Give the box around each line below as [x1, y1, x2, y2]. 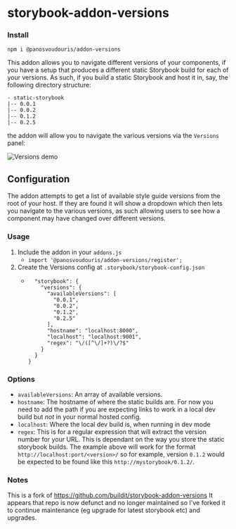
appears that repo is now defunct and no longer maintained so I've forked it [7, 499, 226, 507]
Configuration [7, 173, 70, 185]
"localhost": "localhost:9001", [46, 333, 142, 340]
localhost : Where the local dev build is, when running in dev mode [17, 420, 211, 428]
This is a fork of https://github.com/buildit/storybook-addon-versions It [7, 491, 213, 499]
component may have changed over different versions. [7, 214, 166, 223]
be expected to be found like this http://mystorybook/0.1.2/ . [17, 457, 195, 466]
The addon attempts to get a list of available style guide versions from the [7, 192, 221, 200]
